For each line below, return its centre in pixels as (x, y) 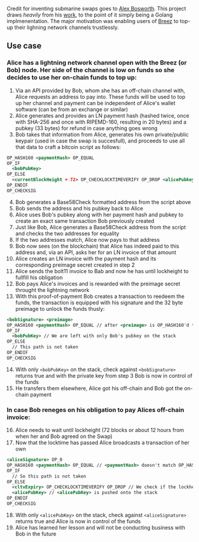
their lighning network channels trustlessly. (67, 27)
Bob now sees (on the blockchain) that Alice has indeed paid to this (97, 246)
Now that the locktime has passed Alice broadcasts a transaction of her (102, 443)
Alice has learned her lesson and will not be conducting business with (100, 527)
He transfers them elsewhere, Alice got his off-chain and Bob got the (99, 388)
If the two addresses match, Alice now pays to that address (87, 239)
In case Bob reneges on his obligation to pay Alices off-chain (96, 410)
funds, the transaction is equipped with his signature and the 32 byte (99, 302)
